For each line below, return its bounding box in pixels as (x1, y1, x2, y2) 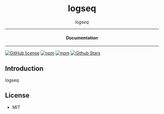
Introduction (5, 64, 44, 73)
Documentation (65, 35, 99, 40)
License (5, 91, 30, 100)
